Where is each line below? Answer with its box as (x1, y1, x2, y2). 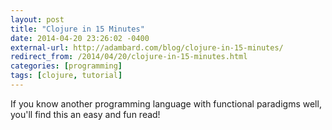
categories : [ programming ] (10, 61, 123, 71)
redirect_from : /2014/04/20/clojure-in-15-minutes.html (10, 52, 248, 62)
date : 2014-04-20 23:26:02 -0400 (10, 33, 150, 43)
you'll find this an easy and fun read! (10, 108, 161, 120)
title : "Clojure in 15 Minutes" (10, 24, 145, 34)
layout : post (10, 14, 65, 25)
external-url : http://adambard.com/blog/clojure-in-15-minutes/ (10, 42, 284, 53)
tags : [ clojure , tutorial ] (10, 71, 123, 81)
